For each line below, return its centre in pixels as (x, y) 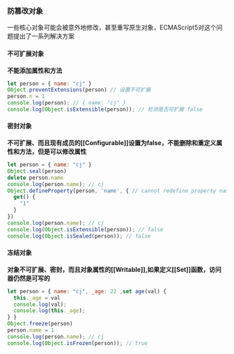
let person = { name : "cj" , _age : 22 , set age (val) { (87, 291)
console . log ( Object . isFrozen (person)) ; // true (78, 343)
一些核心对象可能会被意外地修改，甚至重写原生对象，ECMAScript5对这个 (112, 28)
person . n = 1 (26, 97)
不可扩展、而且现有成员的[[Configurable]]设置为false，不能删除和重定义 (112, 143)
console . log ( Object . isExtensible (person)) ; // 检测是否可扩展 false (105, 109)
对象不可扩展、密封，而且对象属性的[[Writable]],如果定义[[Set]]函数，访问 (114, 269)
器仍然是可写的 (29, 278)
